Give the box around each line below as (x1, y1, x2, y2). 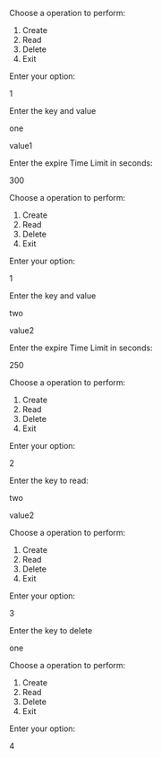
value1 (9, 141, 33, 151)
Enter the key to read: (9, 475, 89, 486)
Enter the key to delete (9, 625, 93, 635)
